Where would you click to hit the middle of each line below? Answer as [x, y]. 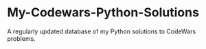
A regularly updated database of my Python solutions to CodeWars [102, 31]
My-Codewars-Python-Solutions [103, 13]
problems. [21, 38]
